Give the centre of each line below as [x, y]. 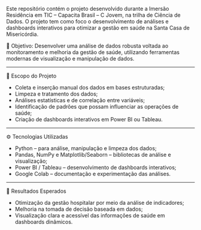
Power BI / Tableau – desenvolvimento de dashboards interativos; [95, 167]
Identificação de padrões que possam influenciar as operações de [97, 107]
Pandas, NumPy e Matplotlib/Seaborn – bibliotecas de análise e [93, 155]
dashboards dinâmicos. [44, 222]
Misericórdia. [22, 34]
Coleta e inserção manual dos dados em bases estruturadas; [90, 87]
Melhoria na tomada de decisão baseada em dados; [79, 209]
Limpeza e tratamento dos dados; [56, 94]
